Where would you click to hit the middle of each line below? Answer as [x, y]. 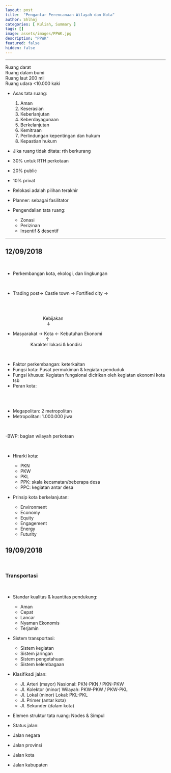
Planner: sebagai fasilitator [40, 200]
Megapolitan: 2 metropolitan [42, 411]
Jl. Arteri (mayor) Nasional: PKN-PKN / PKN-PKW [72, 684]
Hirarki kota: [25, 456]
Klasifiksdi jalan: [30, 674]
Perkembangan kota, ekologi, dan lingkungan [60, 273]
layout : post [19, 10]
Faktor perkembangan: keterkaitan [49, 364]
